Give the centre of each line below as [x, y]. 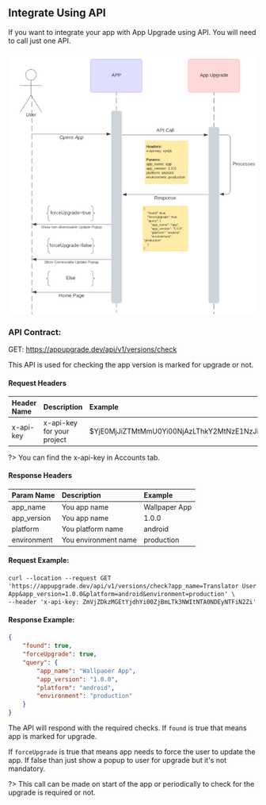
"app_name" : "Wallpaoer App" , [86, 671]
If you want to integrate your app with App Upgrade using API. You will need [132, 32]
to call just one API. [40, 40]
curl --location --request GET [60, 579]
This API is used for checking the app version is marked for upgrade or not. [131, 365]
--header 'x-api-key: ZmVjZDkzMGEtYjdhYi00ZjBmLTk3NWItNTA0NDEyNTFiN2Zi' [133, 603]
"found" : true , [47, 646]
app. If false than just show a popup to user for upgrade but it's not [118, 760]
